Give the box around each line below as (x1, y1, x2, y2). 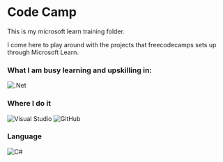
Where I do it (7, 99, 51, 108)
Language (7, 131, 43, 141)
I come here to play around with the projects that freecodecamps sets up (7, 40, 217, 49)
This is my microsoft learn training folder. (7, 27, 125, 35)
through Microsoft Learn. (7, 48, 79, 56)
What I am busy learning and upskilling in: (7, 65, 152, 75)
